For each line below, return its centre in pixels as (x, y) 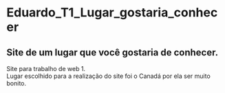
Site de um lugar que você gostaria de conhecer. (112, 52)
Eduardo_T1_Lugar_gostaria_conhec (112, 13)
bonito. (17, 83)
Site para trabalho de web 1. (46, 69)
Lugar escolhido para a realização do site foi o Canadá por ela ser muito (108, 76)
